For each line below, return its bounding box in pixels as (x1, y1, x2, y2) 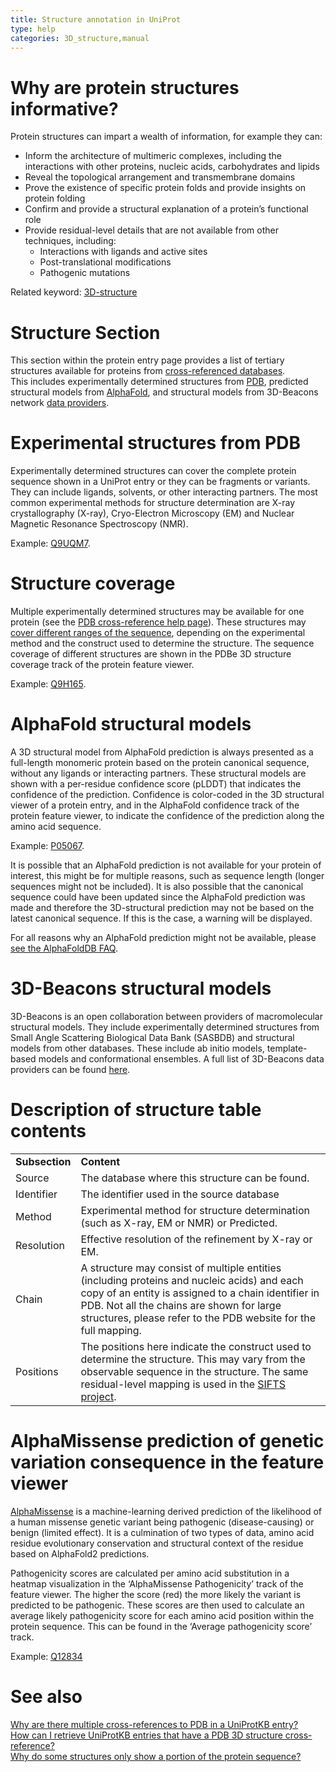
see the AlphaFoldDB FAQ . (10, 942, 118, 955)
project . (80, 1389, 117, 1403)
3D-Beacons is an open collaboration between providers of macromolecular (10, 1011, 323, 1022)
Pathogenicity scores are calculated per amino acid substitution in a (10, 1567, 290, 1579)
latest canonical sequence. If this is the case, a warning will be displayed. (10, 912, 313, 925)
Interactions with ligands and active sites (39, 246, 208, 258)
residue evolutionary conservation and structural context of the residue (10, 1537, 304, 1549)
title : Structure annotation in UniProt (10, 14, 182, 25)
